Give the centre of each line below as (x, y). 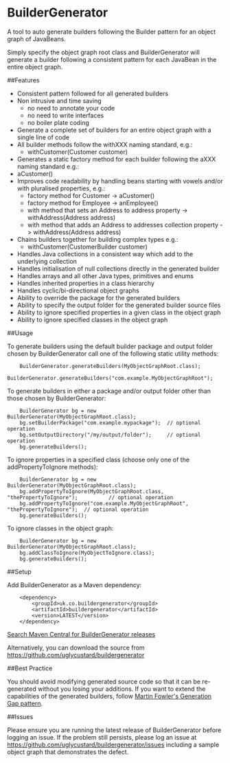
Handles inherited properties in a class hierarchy (85, 283)
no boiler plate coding (58, 122)
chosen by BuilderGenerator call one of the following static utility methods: (113, 353)
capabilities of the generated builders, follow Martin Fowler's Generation (109, 696)
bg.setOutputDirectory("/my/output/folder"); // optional (110, 435)
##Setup (20, 571)
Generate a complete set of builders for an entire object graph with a (114, 130)
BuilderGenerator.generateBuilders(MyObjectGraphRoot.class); (110, 366)
